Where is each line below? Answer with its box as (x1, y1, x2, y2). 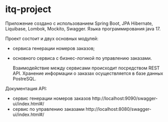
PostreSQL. (12, 75, 36, 82)
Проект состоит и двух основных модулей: (5, 35, 99, 42)
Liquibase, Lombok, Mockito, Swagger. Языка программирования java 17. (5, 25, 161, 31)
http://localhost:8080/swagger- (86, 106, 152, 112)
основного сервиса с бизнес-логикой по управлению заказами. (12, 55, 152, 61)
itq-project (5, 4, 52, 15)
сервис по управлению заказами (12, 106, 85, 112)
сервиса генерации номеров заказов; (12, 45, 95, 51)
